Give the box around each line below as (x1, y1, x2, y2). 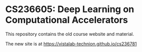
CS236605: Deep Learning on (5, 4, 134, 15)
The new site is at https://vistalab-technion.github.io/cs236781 (5, 40, 137, 46)
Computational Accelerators (5, 14, 128, 26)
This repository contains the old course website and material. (5, 31, 134, 37)
